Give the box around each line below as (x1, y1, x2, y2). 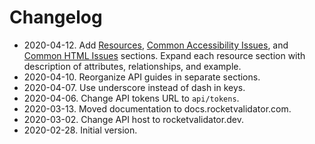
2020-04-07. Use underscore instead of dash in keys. (23, 81, 246, 93)
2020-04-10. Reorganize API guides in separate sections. (23, 71, 261, 83)
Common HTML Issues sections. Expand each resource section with (23, 49, 306, 61)
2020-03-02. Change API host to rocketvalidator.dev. (23, 113, 244, 125)
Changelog (9, 6, 103, 29)
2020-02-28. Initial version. (23, 124, 138, 136)
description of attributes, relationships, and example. (23, 60, 242, 72)
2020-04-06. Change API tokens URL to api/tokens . (23, 92, 240, 104)
